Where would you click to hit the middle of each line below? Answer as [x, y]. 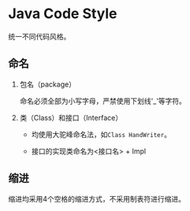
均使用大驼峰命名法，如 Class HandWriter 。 [101, 134]
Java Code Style [63, 14]
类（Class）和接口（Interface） [71, 117]
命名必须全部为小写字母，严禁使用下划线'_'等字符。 [103, 101]
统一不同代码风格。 [39, 36]
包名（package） [48, 84]
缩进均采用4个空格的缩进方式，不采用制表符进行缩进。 [97, 198]
